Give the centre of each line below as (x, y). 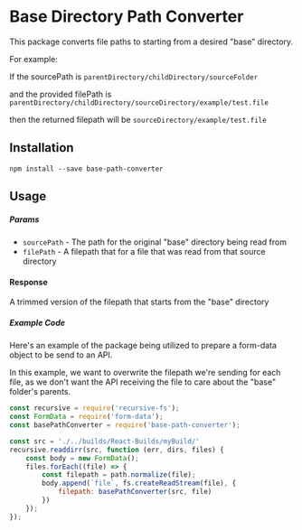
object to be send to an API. (61, 355)
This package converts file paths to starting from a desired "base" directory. (151, 42)
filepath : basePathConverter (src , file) (135, 492)
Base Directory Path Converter (127, 17)
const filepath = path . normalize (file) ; (119, 475)
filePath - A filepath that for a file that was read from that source (144, 252)
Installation (42, 148)
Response (28, 282)
